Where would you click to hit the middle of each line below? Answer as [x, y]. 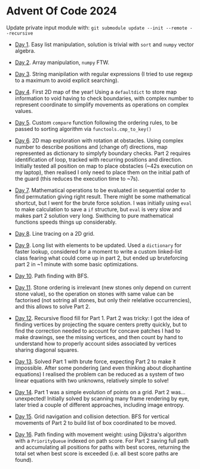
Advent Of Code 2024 [62, 11]
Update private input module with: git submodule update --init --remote [97, 28]
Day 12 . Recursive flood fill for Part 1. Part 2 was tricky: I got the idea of [102, 318]
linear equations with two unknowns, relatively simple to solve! [92, 380]
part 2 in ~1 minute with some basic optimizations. [76, 264]
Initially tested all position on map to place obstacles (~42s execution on [104, 166]
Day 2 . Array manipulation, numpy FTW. [62, 62]
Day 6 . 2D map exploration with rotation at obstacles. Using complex [99, 140]
